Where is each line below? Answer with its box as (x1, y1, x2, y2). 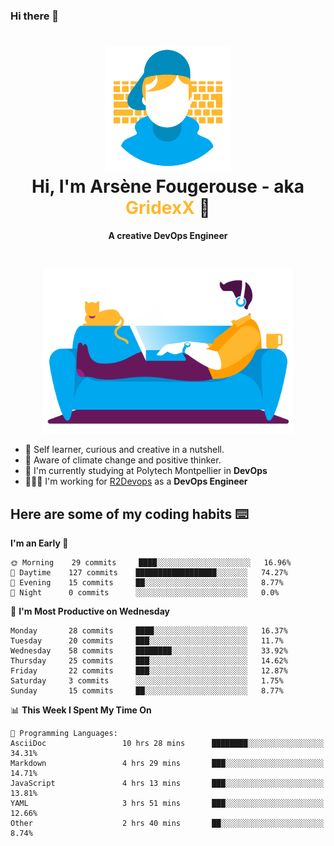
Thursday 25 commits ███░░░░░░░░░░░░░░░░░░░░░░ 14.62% (10, 656, 288, 666)
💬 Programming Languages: (10, 729, 118, 739)
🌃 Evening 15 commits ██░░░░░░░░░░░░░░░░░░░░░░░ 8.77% (10, 578, 284, 588)
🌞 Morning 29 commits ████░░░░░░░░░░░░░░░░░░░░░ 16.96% (10, 558, 292, 568)
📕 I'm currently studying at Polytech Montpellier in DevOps (24, 465, 268, 477)
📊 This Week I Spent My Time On (10, 704, 152, 716)
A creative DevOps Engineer (108, 229, 228, 241)
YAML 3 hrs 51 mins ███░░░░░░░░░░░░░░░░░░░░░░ (10, 799, 325, 809)
